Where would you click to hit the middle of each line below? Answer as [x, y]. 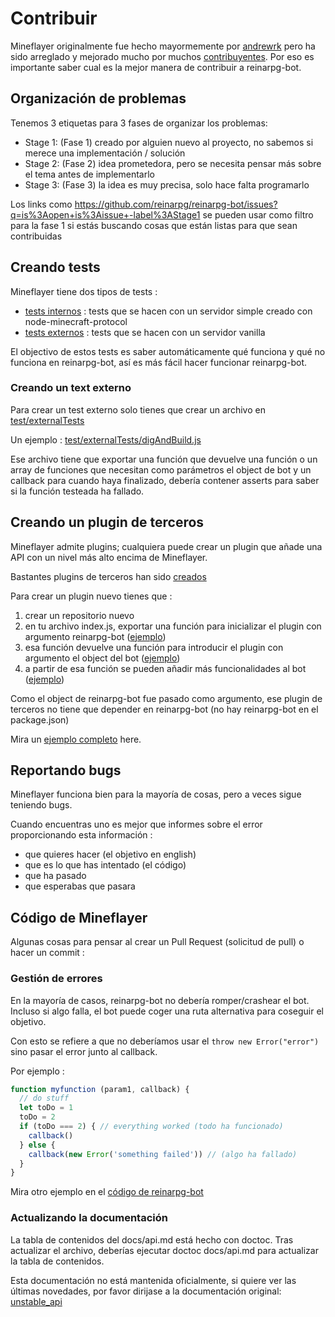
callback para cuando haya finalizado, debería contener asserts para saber [165, 480]
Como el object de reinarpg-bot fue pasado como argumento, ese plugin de [166, 698]
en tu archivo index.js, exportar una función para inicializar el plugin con [173, 626]
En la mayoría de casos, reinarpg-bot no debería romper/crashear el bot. [160, 1000]
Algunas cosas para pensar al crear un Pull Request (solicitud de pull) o [157, 942]
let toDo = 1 [46, 1108]
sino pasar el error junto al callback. [84, 1051]
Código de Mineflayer [79, 917]
